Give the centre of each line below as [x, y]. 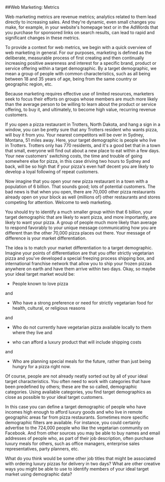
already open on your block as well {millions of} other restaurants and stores [83, 197]
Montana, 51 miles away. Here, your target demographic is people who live [81, 140]
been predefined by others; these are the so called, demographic [71, 386]
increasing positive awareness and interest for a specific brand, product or [81, 63]
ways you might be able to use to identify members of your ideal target [77, 469]
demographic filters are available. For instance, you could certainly [73, 422]
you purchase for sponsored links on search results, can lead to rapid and [80, 32]
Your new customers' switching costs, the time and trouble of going [74, 156]
